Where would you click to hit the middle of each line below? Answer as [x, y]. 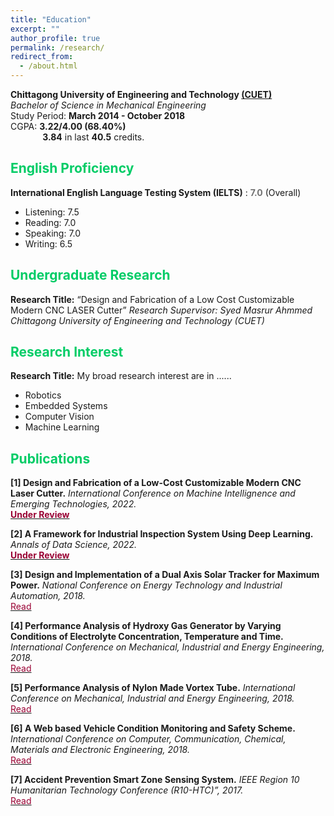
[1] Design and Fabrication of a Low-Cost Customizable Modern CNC [156, 483]
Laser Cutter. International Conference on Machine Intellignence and [153, 493]
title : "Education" [51, 19]
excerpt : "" [35, 29]
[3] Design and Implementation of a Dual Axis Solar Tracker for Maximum [165, 575]
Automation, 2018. [48, 596]
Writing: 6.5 [48, 243]
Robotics [43, 395]
